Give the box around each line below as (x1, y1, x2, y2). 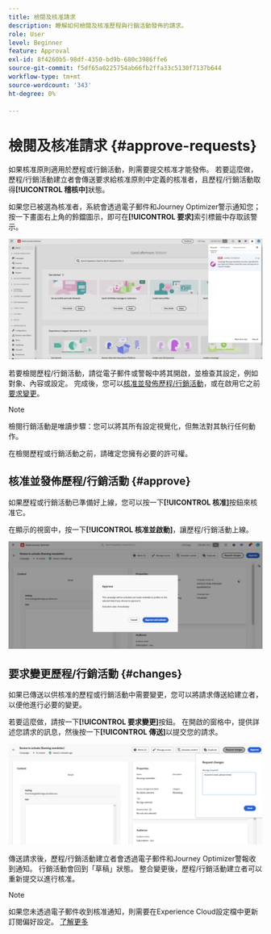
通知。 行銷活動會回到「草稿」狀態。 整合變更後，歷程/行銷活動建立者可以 (15, 864, 262, 873)
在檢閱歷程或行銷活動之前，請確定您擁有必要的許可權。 (8, 449, 192, 459)
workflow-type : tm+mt (8, 73, 81, 81)
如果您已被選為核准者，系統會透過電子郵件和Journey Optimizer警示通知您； (8, 202, 261, 212)
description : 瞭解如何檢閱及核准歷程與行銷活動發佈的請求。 (8, 21, 188, 30)
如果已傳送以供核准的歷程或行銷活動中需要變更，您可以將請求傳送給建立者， (8, 690, 263, 700)
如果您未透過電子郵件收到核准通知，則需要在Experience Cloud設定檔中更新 (8, 907, 258, 916)
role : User (8, 30, 45, 38)
